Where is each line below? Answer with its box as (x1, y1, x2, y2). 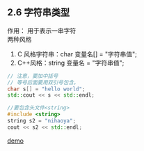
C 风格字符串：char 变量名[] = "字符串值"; (17, 49, 137, 58)
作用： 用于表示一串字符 (7, 26, 77, 35)
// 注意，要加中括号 (7, 72, 58, 79)
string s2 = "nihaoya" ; (7, 118, 77, 125)
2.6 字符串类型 (7, 6, 70, 19)
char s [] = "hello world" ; (7, 86, 86, 93)
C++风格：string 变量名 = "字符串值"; (17, 58, 125, 67)
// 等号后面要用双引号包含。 (7, 79, 79, 86)
